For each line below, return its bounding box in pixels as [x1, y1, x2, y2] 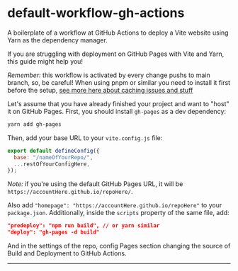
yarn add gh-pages [7, 120, 62, 128]
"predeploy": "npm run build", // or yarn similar [7, 222, 160, 229]
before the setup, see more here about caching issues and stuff [7, 86, 193, 94]
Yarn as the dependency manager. [7, 35, 108, 44]
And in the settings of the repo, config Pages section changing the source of [7, 242, 231, 250]
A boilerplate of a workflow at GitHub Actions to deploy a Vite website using [7, 28, 229, 37]
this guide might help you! [7, 57, 84, 65]
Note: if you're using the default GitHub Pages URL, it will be [7, 180, 183, 188]
